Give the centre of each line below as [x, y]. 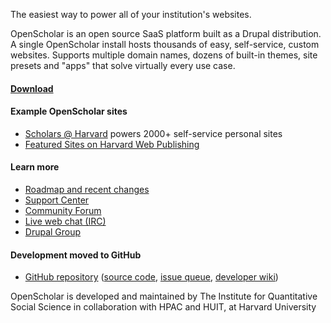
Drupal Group [53, 232]
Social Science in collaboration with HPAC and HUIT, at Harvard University [163, 307]
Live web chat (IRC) [65, 221]
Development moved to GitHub [76, 255]
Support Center [57, 200]
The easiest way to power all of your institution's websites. [131, 14]
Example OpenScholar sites [69, 111]
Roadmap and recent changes [87, 189]
